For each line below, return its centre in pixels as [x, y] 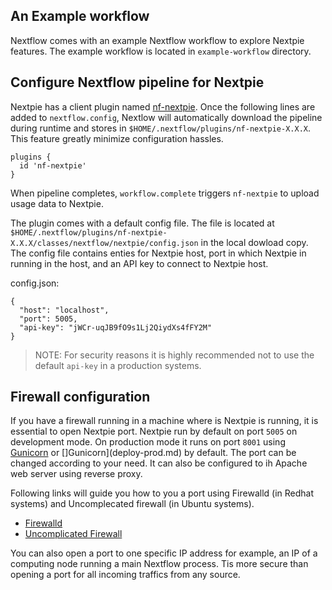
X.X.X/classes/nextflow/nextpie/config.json [104, 243]
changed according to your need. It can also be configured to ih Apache [159, 463]
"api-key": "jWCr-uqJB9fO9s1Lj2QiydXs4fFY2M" [116, 327]
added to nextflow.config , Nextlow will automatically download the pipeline [166, 117]
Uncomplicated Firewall [73, 534]
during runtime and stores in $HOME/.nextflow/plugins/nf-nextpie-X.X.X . [161, 128]
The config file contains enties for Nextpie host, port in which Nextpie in [158, 253]
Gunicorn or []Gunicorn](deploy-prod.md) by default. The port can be [153, 453]
